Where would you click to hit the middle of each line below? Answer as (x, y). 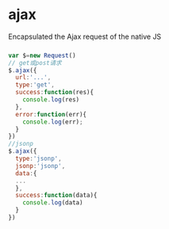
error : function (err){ (51, 114)
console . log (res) (51, 100)
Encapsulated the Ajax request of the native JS (85, 36)
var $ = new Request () (42, 55)
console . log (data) (53, 203)
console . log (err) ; (53, 122)
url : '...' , (33, 78)
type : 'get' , (35, 85)
